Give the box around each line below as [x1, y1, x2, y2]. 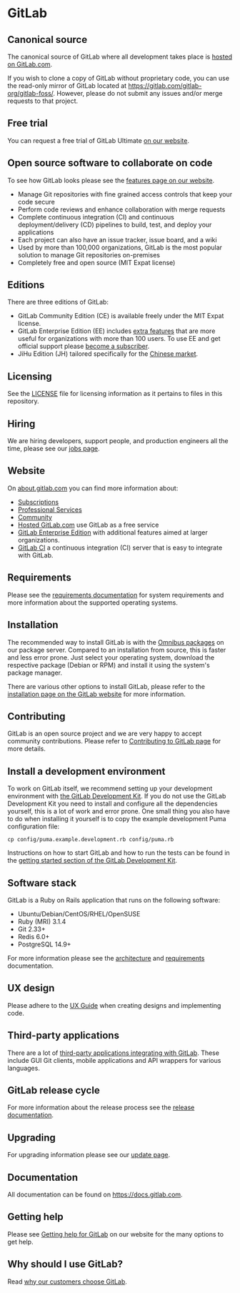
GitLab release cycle [7, 1084, 100, 1096]
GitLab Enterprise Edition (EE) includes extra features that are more [17, 327, 216, 335]
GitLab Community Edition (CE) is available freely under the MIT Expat [17, 312, 224, 320]
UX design [7, 982, 55, 994]
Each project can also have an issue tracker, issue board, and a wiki [17, 235, 217, 244]
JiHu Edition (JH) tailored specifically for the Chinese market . [17, 350, 199, 358]
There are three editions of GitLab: [7, 298, 109, 307]
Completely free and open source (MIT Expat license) [17, 258, 176, 267]
